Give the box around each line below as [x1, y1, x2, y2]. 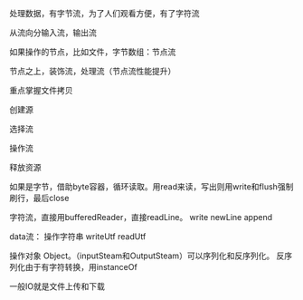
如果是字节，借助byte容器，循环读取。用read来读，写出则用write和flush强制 [9, 181, 294, 192]
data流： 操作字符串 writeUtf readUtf [9, 231, 147, 242]
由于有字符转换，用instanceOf [24, 262, 137, 272]
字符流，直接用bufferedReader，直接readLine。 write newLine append [9, 212, 273, 222]
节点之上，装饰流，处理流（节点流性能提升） [9, 66, 176, 76]
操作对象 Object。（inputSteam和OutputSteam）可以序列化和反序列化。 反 [9, 250, 285, 261]
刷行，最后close [9, 193, 70, 203]
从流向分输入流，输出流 [9, 27, 97, 38]
